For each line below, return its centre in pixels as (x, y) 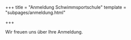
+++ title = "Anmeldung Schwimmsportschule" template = (66, 7)
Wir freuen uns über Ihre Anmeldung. (44, 32)
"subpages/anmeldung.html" (36, 12)
